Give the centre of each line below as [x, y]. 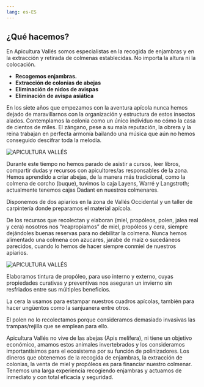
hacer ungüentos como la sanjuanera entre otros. [68, 308]
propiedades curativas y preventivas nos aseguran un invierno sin [89, 283]
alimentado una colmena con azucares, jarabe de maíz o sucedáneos [94, 240]
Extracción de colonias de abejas [58, 83]
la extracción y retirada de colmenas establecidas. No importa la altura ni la [101, 58]
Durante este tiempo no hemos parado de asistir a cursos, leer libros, [93, 164]
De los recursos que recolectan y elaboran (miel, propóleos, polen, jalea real [102, 220]
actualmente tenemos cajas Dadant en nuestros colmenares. [82, 190]
